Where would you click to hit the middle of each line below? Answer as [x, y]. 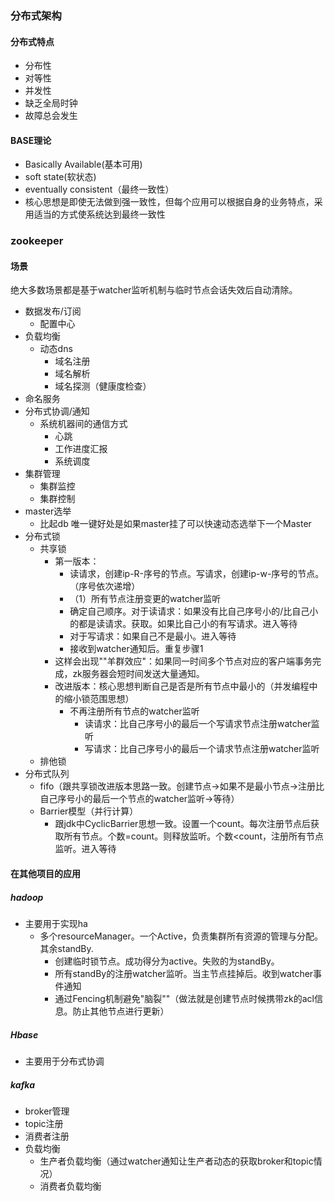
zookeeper [37, 241]
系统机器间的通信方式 [83, 424]
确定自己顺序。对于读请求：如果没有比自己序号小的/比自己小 [194, 611]
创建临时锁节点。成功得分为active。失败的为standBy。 [167, 961]
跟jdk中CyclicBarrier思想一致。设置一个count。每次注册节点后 [182, 824]
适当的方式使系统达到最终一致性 [99, 214]
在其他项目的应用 [45, 874]
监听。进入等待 [85, 849]
